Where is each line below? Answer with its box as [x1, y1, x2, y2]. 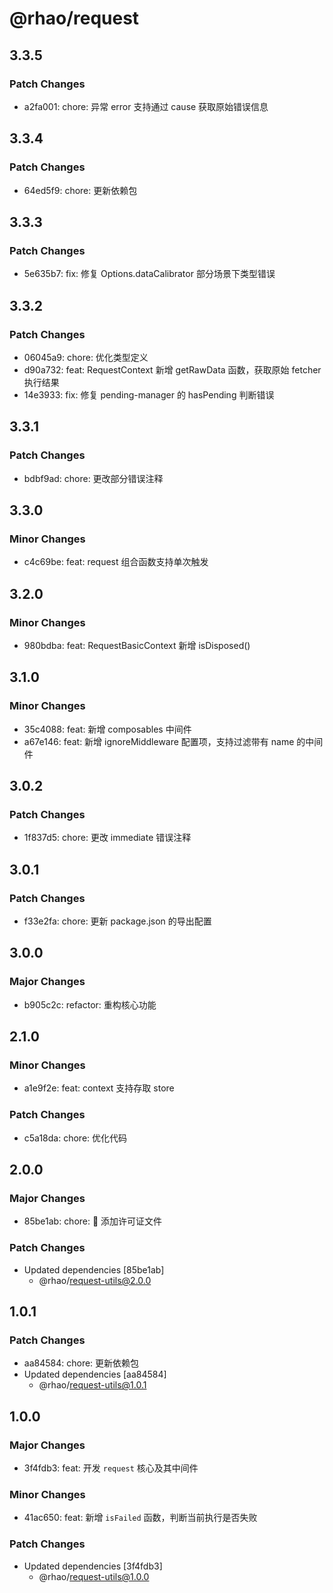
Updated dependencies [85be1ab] [23, 1263, 165, 1276]
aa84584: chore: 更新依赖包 [23, 1357, 140, 1369]
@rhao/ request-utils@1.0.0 [38, 1570, 150, 1582]
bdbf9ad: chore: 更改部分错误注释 [23, 472, 164, 484]
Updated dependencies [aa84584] [23, 1368, 167, 1381]
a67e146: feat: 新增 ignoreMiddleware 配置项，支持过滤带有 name [23, 735, 295, 747]
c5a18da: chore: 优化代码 [23, 1132, 128, 1144]
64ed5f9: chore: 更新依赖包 [23, 184, 138, 196]
